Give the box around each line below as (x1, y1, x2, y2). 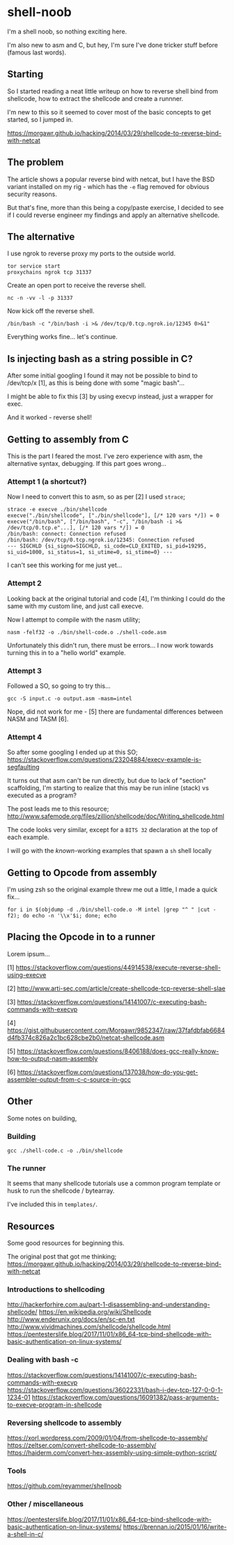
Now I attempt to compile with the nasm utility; (7, 615, 141, 624)
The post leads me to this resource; (7, 805, 109, 813)
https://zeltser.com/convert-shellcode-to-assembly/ (7, 1441, 157, 1449)
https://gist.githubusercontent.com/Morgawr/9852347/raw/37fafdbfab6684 (7, 1026, 225, 1034)
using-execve (7, 970, 47, 979)
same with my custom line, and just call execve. (7, 601, 144, 610)
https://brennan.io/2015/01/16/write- (123, 1522, 227, 1531)
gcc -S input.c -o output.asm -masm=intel (7, 695, 132, 702)
